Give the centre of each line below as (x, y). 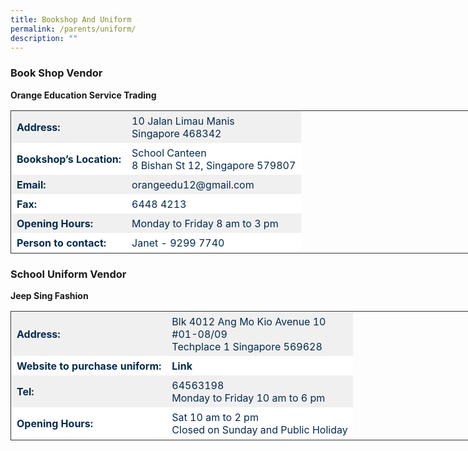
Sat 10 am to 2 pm (215, 417)
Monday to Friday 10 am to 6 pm (248, 398)
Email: (31, 184)
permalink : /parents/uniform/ (73, 29)
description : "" (44, 38)
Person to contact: (61, 243)
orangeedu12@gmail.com (193, 184)
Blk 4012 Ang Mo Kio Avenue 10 (249, 321)
